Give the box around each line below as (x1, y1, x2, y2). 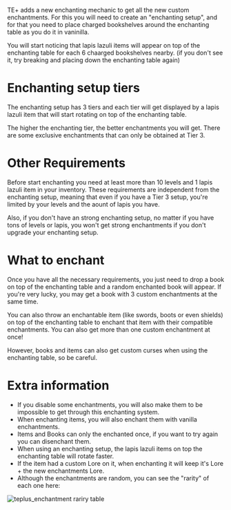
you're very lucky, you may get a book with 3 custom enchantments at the (7, 290, 218, 298)
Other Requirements (7, 155, 126, 171)
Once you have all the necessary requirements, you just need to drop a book (7, 275, 225, 283)
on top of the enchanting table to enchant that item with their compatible (7, 318, 213, 326)
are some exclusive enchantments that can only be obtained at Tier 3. (7, 131, 205, 139)
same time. (7, 297, 39, 305)
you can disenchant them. (17, 437, 92, 445)
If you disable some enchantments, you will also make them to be (17, 400, 203, 408)
